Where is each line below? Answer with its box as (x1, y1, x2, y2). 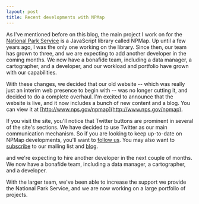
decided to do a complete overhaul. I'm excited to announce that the (6, 93, 173, 100)
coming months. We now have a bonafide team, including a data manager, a (6, 56, 192, 63)
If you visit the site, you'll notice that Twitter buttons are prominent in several (6, 117, 194, 124)
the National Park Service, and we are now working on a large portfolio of (6, 184, 186, 191)
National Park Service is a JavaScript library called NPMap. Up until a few (6, 37, 186, 44)
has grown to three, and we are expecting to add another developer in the (6, 50, 187, 57)
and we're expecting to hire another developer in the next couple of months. (6, 154, 192, 161)
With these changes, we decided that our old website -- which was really (6, 80, 185, 87)
